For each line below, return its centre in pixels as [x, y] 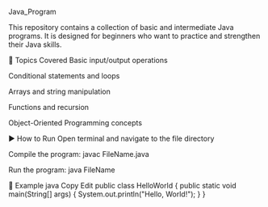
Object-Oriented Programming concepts [75, 123]
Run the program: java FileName [62, 170]
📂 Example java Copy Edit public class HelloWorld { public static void [122, 186]
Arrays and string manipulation [60, 91]
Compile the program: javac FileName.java [79, 154]
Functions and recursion [49, 107]
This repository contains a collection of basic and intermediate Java [121, 27]
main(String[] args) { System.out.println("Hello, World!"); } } [107, 194]
